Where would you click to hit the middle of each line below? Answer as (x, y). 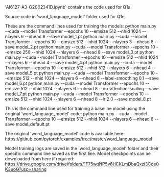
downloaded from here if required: (40, 159)
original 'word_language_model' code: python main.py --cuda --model (76, 114)
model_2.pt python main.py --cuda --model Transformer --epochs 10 (85, 47)
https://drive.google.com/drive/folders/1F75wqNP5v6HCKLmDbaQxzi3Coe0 (82, 164)
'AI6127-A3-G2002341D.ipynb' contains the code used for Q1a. (69, 7)
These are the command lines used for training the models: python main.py (81, 26)
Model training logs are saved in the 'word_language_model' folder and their (82, 148)
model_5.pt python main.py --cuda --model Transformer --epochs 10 (85, 73)
